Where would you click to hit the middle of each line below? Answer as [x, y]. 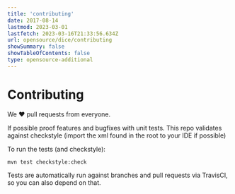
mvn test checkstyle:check [47, 162]
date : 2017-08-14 [33, 20]
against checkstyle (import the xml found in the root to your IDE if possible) [117, 135]
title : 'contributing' [41, 14]
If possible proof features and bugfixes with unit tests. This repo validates [115, 128]
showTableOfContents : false [49, 54]
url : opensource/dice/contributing [60, 40]
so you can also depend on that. [54, 182]
